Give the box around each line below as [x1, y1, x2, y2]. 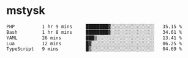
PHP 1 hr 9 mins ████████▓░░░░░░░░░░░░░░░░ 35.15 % [6, 24, 182, 30]
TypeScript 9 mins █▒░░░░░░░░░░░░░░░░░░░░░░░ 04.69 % [6, 46, 182, 52]
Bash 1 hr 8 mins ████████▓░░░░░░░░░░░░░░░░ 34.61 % [6, 29, 182, 35]
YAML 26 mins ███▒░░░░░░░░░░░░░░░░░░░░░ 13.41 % [6, 34, 182, 41]
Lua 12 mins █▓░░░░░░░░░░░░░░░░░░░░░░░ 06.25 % [6, 40, 182, 47]
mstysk [6, 4, 45, 18]
